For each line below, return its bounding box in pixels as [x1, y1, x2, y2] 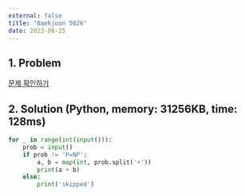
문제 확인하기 [8, 78, 49, 88]
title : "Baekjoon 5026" [8, 19, 88, 27]
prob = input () [22, 143, 73, 151]
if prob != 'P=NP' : [22, 150, 88, 158]
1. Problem [8, 56, 61, 70]
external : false [8, 11, 62, 20]
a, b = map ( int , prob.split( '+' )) [37, 158, 152, 166]
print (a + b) [37, 166, 81, 174]
